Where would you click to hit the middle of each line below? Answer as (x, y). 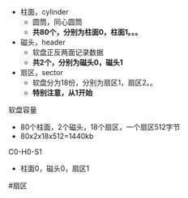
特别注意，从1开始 (62, 93)
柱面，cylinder (44, 12)
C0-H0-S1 (25, 152)
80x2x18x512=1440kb (57, 136)
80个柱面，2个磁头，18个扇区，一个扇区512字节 (100, 127)
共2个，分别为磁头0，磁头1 (77, 62)
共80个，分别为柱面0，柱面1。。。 (87, 32)
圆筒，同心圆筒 (57, 22)
